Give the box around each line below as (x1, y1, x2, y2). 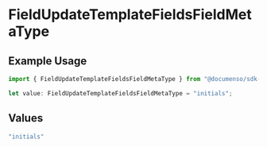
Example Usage (8, 54, 87, 68)
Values (8, 111, 44, 125)
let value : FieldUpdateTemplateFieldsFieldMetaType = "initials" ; (8, 89, 233, 97)
